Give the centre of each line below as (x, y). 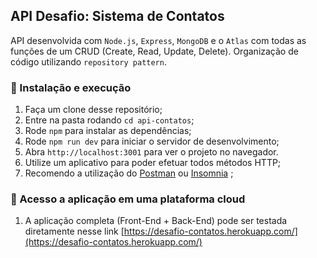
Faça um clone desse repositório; (93, 110)
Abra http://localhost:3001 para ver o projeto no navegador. (151, 152)
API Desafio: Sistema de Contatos (117, 16)
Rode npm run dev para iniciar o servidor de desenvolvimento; (152, 141)
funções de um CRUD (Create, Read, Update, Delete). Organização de (154, 51)
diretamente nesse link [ (74, 231)
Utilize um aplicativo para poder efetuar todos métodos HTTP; (153, 163)
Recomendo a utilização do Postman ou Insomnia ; (129, 173)
